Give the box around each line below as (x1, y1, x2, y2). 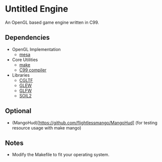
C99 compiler (19, 67, 47, 73)
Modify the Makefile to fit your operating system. (12, 152, 110, 158)
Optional (5, 107, 31, 115)
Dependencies (5, 33, 50, 42)
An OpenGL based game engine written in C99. (5, 19, 99, 25)
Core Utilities (12, 57, 38, 63)
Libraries (12, 72, 30, 78)
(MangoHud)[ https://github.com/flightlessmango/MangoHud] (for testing (12, 120, 158, 126)
